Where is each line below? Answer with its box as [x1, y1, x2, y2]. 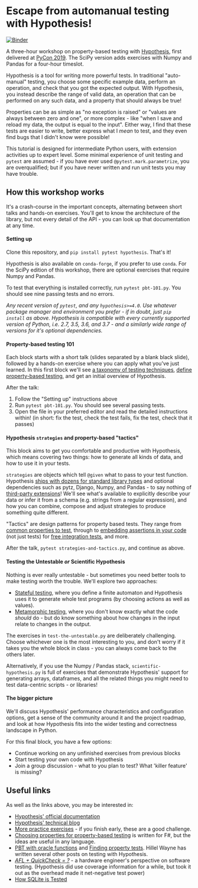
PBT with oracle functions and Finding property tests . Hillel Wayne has [14, 844, 187, 851]
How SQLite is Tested [14, 876, 67, 883]
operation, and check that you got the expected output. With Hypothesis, [6, 84, 184, 91]
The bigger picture [6, 695, 53, 702]
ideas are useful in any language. [14, 838, 96, 845]
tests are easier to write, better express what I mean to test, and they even [6, 127, 187, 134]
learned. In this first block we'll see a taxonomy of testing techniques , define [6, 366, 192, 373]
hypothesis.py [6, 670, 41, 676]
